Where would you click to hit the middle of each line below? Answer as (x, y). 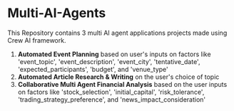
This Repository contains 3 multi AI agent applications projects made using (117, 33)
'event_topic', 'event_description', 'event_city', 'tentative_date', (109, 61)
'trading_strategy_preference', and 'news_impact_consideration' (112, 99)
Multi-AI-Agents (57, 13)
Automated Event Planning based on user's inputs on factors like (115, 54)
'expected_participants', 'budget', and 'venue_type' (93, 69)
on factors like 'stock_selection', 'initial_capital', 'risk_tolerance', (111, 92)
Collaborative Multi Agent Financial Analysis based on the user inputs (122, 84)
